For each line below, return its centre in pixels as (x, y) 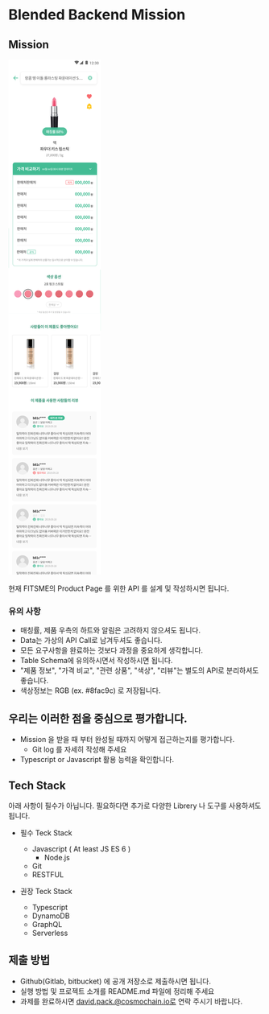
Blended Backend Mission (97, 15)
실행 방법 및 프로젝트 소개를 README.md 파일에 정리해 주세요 (117, 991)
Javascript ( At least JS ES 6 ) (81, 849)
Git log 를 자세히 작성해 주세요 (79, 749)
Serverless (50, 933)
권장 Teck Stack (46, 891)
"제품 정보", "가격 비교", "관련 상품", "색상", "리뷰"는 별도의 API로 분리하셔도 (139, 670)
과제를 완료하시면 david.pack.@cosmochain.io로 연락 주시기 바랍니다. (131, 1001)
